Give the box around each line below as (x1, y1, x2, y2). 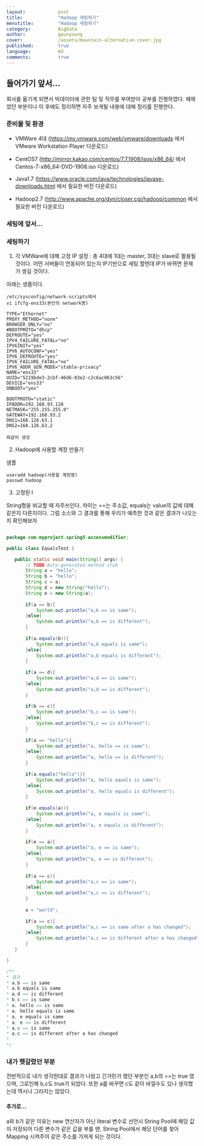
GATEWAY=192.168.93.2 (6, 412, 61, 418)
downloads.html (15, 182, 56, 189)
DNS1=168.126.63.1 (6, 417, 53, 423)
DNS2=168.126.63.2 (6, 422, 53, 429)
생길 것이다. (21, 267, 50, 274)
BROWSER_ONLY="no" (6, 321, 53, 327)
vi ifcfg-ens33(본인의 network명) (6, 300, 89, 306)
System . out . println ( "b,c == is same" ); (36, 709, 137, 715)
